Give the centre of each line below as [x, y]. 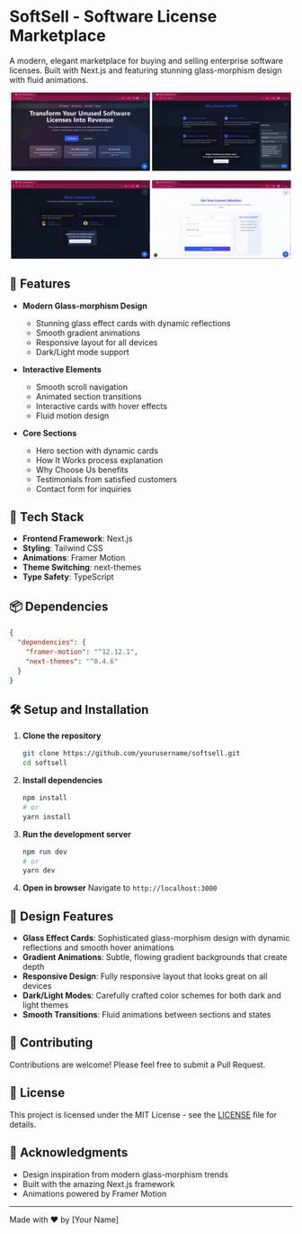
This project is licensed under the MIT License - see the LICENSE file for [143, 1114]
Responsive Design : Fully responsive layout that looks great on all [145, 976]
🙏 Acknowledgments [69, 1152]
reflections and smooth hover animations [98, 947]
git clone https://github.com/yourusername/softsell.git [131, 754]
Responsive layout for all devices [97, 342]
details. [23, 1124]
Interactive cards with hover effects [102, 406]
